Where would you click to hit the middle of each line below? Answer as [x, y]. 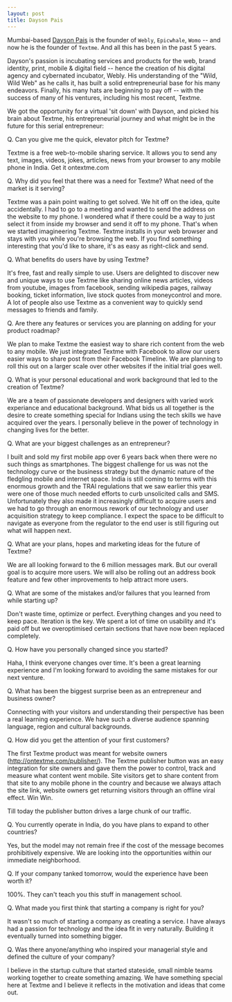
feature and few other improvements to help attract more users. [98, 579]
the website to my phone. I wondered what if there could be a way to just [111, 216]
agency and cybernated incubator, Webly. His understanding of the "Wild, [113, 75]
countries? [23, 832]
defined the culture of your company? [61, 957]
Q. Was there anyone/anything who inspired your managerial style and [107, 949]
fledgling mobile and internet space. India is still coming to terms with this [112, 479]
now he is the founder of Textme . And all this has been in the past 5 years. [112, 47]
